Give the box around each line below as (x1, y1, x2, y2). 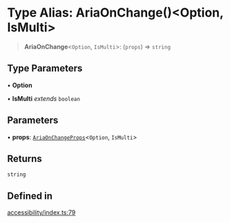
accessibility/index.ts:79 (7, 208, 76, 217)
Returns (7, 152, 43, 164)
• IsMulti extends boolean (7, 94, 81, 102)
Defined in (7, 190, 53, 202)
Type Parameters (7, 62, 83, 74)
